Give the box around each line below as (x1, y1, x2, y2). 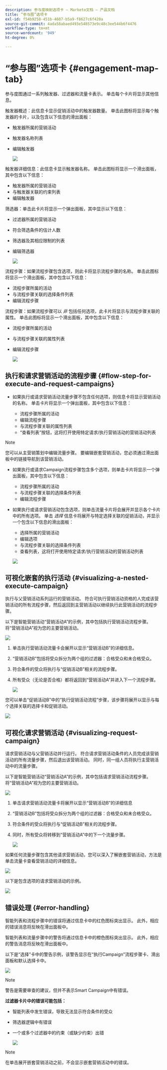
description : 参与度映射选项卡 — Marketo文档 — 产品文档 (5, 7, 115, 12)
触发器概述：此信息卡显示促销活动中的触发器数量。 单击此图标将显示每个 (5, 107, 155, 113)
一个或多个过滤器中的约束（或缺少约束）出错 (12, 1030, 104, 1036)
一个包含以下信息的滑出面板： (12, 519, 74, 525)
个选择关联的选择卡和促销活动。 (5, 703, 71, 709)
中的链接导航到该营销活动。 (9, 456, 66, 462)
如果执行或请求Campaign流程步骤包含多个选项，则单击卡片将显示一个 (12, 466, 156, 472)
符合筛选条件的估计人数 (12, 227, 61, 233)
